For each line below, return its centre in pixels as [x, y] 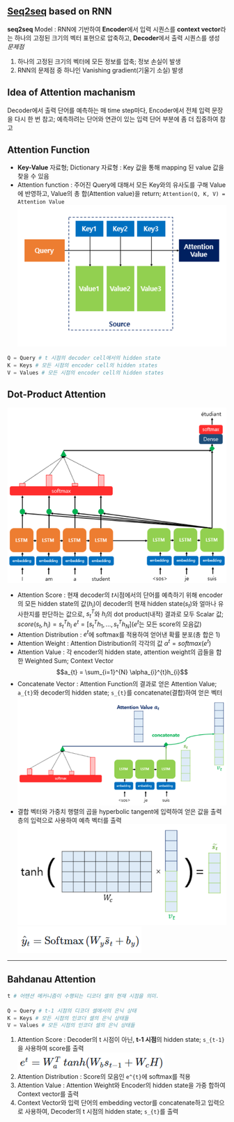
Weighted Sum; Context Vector [69, 661]
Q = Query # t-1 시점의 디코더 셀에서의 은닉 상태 [72, 1010]
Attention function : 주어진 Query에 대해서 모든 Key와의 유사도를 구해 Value [122, 185]
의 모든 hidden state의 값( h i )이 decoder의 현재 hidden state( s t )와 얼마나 [117, 605]
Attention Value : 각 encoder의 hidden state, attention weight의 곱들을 [116, 652]
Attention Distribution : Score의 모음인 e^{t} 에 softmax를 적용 [104, 1077]
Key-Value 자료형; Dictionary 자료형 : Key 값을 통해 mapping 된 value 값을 [120, 167]
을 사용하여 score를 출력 [50, 1048]
